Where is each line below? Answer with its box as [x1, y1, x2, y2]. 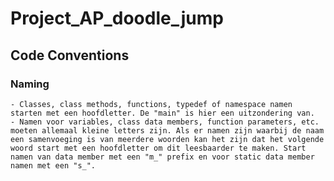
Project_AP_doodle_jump [10, 7, 224, 30]
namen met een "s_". [10, 160, 97, 171]
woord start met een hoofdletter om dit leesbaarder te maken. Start [10, 143, 307, 153]
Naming [10, 77, 50, 91]
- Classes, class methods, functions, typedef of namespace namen [10, 99, 293, 109]
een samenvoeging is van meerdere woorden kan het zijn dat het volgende [10, 134, 325, 144]
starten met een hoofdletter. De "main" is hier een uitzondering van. [10, 108, 315, 118]
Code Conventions [10, 47, 130, 64]
